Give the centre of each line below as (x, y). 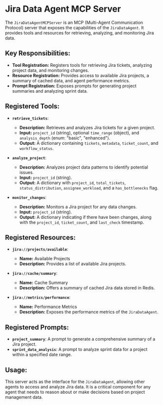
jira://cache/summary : (35, 273)
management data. (24, 397)
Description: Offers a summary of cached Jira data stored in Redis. (87, 288)
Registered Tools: (32, 106)
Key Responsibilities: (38, 53)
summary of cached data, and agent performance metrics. (71, 80)
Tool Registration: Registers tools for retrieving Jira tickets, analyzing (82, 65)
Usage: (16, 370)
